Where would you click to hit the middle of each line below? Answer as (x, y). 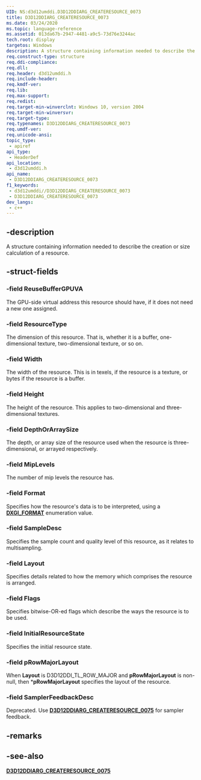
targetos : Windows (29, 46)
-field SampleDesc (34, 528)
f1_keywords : (23, 185)
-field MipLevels (31, 464)
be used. (17, 618)
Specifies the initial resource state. (49, 646)
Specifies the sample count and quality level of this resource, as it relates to (100, 541)
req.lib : (17, 90)
